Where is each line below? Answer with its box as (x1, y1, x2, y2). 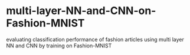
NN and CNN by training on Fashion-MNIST (6, 42, 112, 49)
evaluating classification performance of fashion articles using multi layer (6, 36, 184, 43)
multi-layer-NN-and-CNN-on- (6, 4, 156, 18)
